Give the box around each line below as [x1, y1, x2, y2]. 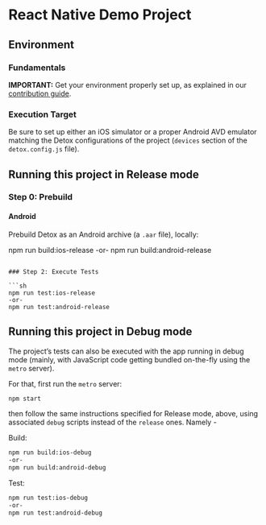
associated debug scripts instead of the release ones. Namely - [8, 417, 218, 428]
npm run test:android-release [8, 303, 110, 311]
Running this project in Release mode [8, 167, 200, 181]
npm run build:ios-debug [8, 449, 92, 457]
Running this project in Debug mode [8, 325, 193, 339]
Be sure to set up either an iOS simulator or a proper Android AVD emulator [8, 127, 257, 137]
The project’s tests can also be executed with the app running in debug [8, 346, 244, 356]
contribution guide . [8, 89, 72, 98]
